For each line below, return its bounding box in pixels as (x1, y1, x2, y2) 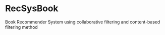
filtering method (5, 24, 38, 30)
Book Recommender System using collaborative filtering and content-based (5, 19, 160, 25)
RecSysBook (5, 3, 58, 14)
